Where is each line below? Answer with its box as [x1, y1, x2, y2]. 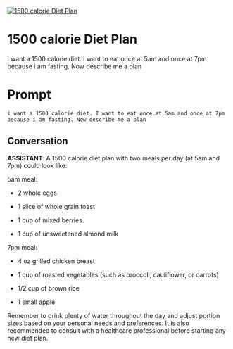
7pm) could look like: [7, 161, 68, 170]
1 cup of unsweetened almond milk [17, 229, 119, 238]
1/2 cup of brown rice [17, 284, 80, 292]
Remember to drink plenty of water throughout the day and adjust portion [7, 311, 220, 319]
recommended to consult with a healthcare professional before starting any [7, 326, 227, 334]
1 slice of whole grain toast [17, 202, 95, 210]
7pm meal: [7, 243, 37, 251]
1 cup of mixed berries [17, 215, 82, 224]
